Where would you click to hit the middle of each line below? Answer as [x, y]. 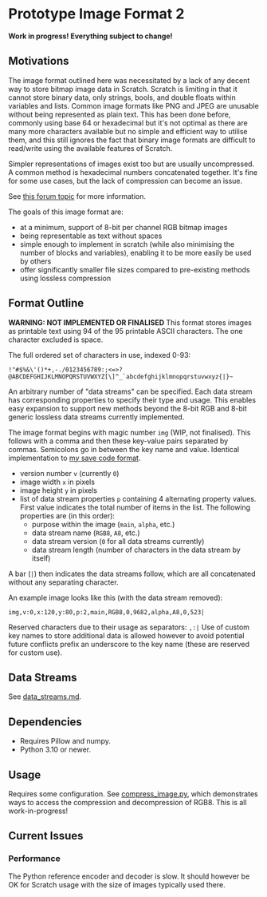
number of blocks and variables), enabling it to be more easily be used [135, 252]
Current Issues [46, 836]
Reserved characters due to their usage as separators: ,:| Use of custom [129, 627]
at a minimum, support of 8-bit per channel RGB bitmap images [124, 227]
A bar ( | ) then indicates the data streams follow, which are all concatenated [132, 574]
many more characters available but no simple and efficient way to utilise [128, 131]
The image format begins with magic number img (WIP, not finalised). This [130, 432]
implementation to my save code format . [75, 458]
